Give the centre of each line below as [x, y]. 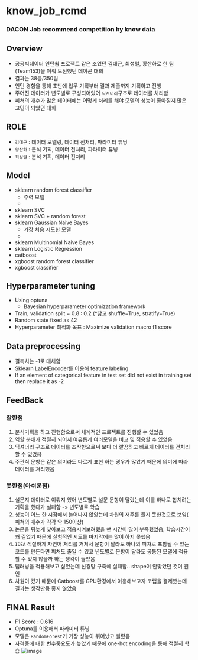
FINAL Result [30, 607]
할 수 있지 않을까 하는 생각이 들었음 [55, 559]
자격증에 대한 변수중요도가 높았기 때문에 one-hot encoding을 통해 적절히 [99, 643]
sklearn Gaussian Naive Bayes [51, 222]
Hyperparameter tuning [51, 286]
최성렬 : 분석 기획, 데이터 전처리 [50, 156]
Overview [25, 48]
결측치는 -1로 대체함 [38, 361]
